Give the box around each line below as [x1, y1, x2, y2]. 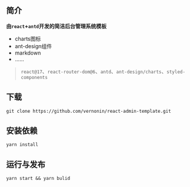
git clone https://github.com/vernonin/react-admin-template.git [6, 108, 171, 114]
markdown [14, 49, 42, 56]
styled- [166, 69, 186, 75]
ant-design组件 [14, 42, 52, 49]
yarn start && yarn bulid [6, 176, 70, 182]
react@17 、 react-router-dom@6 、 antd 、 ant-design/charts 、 [20, 68, 167, 75]
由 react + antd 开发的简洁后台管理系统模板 [6, 23, 107, 30]
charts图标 [14, 35, 42, 42]
